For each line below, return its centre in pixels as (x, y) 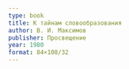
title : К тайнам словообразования (65, 23)
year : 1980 (26, 45)
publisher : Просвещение (47, 38)
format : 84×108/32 (38, 52)
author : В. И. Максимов (47, 30)
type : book (26, 15)
